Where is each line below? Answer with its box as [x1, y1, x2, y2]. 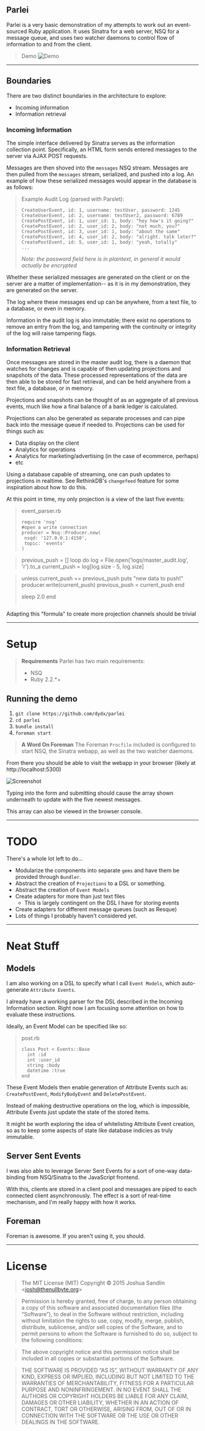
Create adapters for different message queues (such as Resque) [15, 905, 177, 913]
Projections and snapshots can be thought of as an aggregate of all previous [6, 396, 199, 404]
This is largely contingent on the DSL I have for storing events [24, 899, 179, 906]
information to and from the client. [6, 40, 93, 48]
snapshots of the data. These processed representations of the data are [6, 371, 187, 379]
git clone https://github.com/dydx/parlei [15, 711, 125, 717]
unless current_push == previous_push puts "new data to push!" [21, 575, 184, 582]
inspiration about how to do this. [6, 484, 87, 491]
